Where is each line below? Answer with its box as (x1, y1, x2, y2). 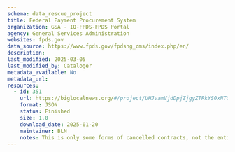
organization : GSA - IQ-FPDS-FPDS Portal (7, 23, 130, 30)
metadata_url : (7, 75, 49, 83)
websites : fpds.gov (7, 36, 64, 43)
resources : (7, 82, 39, 89)
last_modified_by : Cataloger (7, 62, 92, 69)
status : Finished (20, 108, 71, 115)
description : (7, 50, 45, 57)
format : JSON (20, 102, 58, 109)
